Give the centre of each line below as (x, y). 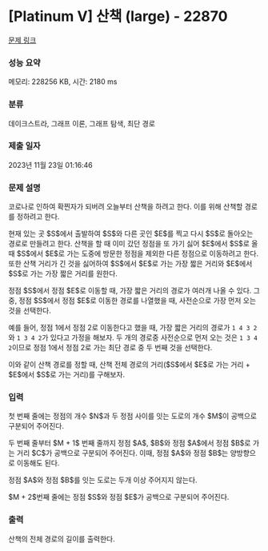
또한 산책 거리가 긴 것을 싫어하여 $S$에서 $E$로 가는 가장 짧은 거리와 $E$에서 (130, 264)
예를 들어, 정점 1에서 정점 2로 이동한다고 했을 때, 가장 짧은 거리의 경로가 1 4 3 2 (133, 328)
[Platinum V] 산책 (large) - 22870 (118, 16)
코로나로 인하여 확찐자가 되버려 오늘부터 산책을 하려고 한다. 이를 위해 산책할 (126, 207)
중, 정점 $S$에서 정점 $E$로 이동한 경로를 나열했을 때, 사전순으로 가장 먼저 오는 (132, 301)
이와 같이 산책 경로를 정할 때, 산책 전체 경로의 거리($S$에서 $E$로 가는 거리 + (129, 365)
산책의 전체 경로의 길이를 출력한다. (62, 539)
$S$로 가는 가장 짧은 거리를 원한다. (63, 274)
